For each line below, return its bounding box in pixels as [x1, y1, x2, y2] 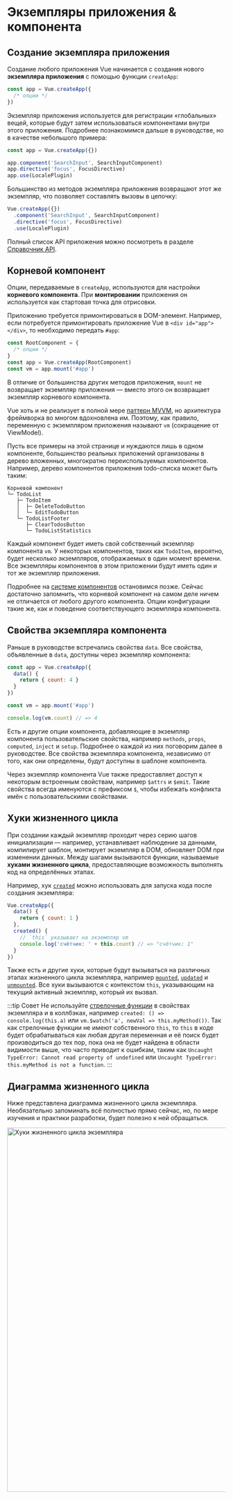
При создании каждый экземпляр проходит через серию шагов [7, 831, 198, 839]
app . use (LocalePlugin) [7, 172, 73, 179]
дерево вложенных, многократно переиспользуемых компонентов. [7, 456, 209, 465]
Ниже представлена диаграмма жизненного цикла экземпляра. [7, 1099, 198, 1108]
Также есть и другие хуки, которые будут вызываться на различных [7, 966, 210, 974]
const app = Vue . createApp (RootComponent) [7, 359, 132, 366]
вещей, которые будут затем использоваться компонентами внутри [7, 119, 210, 127]
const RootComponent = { [7, 339, 79, 347]
